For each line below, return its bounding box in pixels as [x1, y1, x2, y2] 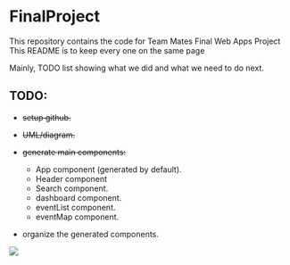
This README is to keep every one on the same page [9, 45, 205, 55]
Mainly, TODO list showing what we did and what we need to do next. [9, 62, 265, 73]
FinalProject [9, 6, 101, 27]
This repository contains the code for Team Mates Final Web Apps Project [9, 36, 281, 46]
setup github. [21, 112, 71, 122]
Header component [35, 173, 108, 184]
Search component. [35, 183, 109, 194]
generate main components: [21, 146, 127, 157]
